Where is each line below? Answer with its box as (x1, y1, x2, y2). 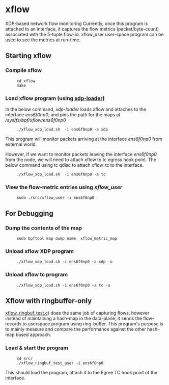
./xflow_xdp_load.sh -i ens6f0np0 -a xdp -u (16, 259, 113, 265)
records (5, 321, 22, 327)
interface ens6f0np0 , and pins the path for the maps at (5, 111, 121, 118)
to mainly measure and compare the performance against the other (5, 326, 146, 332)
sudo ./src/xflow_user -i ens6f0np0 (16, 195, 95, 200)
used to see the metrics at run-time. (5, 37, 80, 43)
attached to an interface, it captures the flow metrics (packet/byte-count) (5, 25, 159, 32)
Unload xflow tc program (5, 271, 68, 278)
